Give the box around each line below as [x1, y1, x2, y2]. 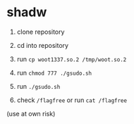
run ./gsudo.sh [16, 82, 61, 90]
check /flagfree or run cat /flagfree [16, 96, 128, 104]
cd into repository [16, 41, 68, 49]
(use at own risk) [6, 109, 56, 118]
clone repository [16, 27, 65, 36]
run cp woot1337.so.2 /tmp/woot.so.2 [16, 54, 127, 63]
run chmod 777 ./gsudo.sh [16, 68, 92, 77]
